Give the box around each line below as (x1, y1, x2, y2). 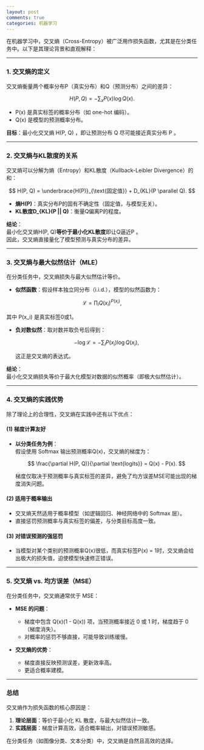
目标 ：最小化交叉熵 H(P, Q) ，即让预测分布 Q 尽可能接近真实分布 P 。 (6, 129, 179, 137)
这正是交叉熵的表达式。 (15, 353, 74, 360)
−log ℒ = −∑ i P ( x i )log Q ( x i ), (73, 339, 140, 347)
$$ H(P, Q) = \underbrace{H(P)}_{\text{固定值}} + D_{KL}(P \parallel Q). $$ (8, 187, 195, 194)
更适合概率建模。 (24, 666, 67, 673)
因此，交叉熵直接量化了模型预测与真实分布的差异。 (6, 235, 134, 243)
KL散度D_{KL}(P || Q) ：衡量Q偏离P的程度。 (15, 207, 124, 215)
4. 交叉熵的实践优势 (6, 396, 64, 404)
